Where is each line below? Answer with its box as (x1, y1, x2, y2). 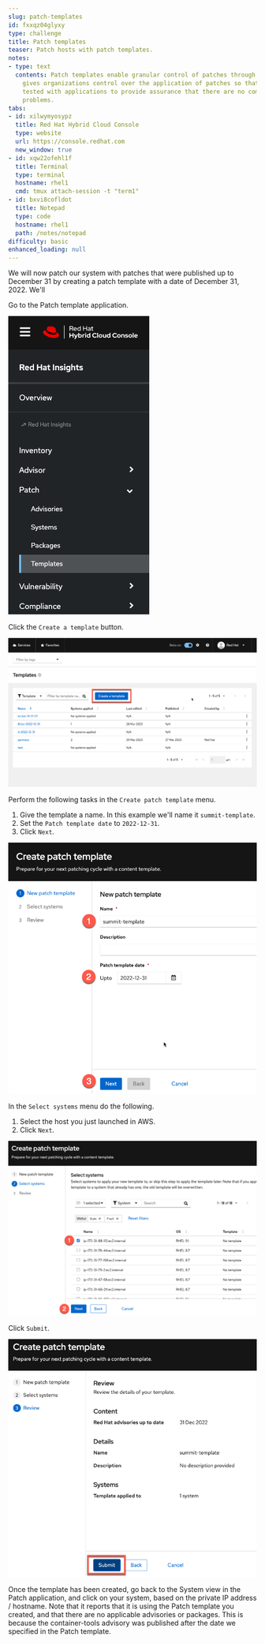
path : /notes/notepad (15, 229, 87, 237)
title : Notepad (15, 204, 65, 212)
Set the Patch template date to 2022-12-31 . (19, 818, 160, 828)
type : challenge (8, 29, 62, 37)
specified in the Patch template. (8, 1627, 112, 1636)
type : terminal (15, 170, 65, 179)
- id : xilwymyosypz (8, 113, 73, 121)
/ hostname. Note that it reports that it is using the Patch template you (8, 1601, 234, 1611)
